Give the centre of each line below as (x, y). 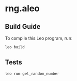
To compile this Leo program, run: (39, 38)
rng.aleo (22, 9)
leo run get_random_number (32, 74)
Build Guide (23, 27)
